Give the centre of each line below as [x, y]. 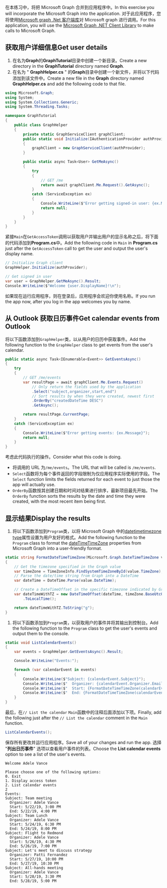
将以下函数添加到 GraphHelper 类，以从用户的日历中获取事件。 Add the [76, 339]
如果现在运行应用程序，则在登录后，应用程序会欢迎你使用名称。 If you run [80, 296]
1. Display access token [31, 780]
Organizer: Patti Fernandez [39, 855]
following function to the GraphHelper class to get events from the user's [79, 344]
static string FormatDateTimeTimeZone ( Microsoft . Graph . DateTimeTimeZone [82, 557]
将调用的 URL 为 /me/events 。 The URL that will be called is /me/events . [84, 467]
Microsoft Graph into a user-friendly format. [57, 548]
